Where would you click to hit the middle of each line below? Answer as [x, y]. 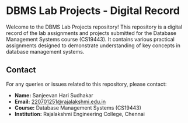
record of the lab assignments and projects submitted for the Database [91, 33]
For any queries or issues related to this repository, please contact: [86, 84]
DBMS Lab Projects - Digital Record [93, 11]
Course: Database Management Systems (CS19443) [78, 108]
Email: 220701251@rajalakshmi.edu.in [60, 101]
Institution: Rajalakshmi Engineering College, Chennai [79, 114]
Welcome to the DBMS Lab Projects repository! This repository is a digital [94, 27]
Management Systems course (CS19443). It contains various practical [90, 39]
